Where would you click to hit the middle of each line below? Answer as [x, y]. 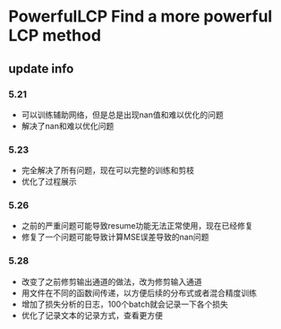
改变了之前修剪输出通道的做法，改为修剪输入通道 [111, 281]
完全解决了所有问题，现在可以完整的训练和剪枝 [107, 170]
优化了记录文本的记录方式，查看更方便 [92, 315]
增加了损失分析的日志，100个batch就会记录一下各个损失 [125, 304]
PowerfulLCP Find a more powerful [140, 17]
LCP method [55, 35]
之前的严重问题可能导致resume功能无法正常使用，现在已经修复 [137, 226]
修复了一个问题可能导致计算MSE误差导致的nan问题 [115, 237]
